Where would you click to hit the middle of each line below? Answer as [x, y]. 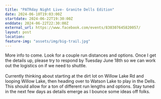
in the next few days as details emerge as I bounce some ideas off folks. [78, 91]
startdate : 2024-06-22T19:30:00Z [39, 19]
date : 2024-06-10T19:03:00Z [34, 14]
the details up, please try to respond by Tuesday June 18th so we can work [80, 60]
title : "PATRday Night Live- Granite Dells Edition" [60, 10]
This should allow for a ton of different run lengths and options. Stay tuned [80, 86]
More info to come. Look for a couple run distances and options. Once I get [80, 55]
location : [15, 37]
